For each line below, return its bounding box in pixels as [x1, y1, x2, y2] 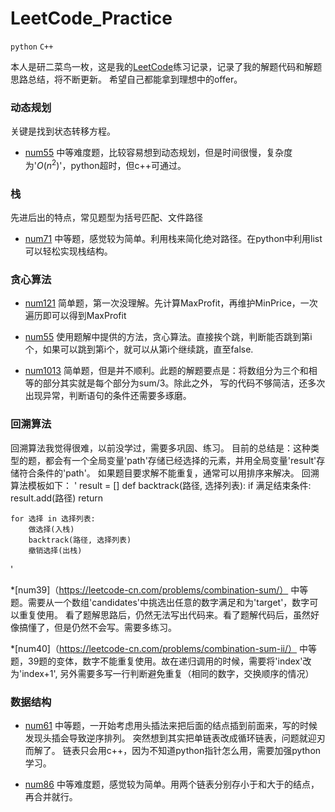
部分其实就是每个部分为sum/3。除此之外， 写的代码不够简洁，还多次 [42, 377, 326, 389]
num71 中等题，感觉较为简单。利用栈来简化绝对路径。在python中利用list [24, 233, 323, 245]
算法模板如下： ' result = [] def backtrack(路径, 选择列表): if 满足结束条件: [10, 479, 312, 491]
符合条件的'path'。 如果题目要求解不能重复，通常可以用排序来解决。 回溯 [18, 467, 320, 479]
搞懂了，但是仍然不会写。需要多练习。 [18, 621, 177, 633]
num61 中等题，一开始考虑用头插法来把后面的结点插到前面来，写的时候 [24, 720, 318, 732]
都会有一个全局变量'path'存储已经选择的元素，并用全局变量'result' [44, 454, 317, 466]
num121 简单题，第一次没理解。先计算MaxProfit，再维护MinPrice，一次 [24, 297, 318, 309]
